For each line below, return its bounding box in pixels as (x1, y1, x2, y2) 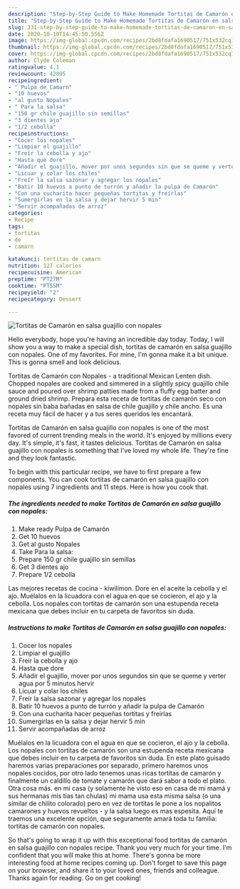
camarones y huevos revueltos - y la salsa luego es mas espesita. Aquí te (8, 807, 224, 815)
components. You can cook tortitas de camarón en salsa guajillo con (8, 476, 209, 484)
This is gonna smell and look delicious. (8, 358, 122, 366)
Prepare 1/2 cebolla (18, 571, 75, 579)
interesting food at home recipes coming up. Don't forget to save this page (8, 858, 227, 868)
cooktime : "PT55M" (8, 282, 63, 289)
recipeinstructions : (8, 130, 70, 137)
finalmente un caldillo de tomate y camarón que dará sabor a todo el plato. (8, 776, 226, 785)
